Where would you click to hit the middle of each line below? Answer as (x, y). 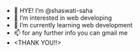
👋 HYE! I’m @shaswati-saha (53, 11)
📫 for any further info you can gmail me (71, 33)
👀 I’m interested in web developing (63, 18)
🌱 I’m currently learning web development (73, 25)
